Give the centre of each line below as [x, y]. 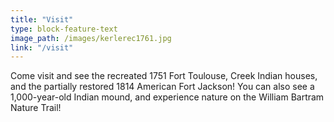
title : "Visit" [42, 19]
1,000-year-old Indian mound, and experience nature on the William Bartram [167, 97]
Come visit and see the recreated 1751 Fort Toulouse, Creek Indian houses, [164, 76]
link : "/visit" [42, 47]
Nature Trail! [36, 108]
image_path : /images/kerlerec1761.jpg [91, 38]
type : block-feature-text [64, 29]
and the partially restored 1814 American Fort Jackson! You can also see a [162, 87]
